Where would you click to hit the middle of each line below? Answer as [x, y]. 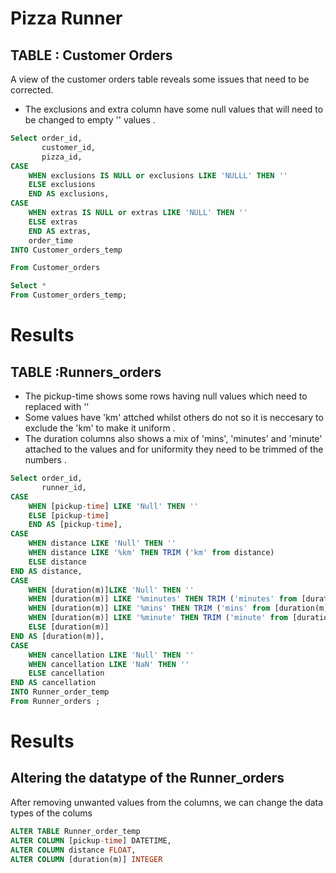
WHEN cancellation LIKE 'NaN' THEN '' [109, 664]
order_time [51, 240]
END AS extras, [60, 231]
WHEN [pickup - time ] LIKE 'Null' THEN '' [113, 506]
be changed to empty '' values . [90, 120]
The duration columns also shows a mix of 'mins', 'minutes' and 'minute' [173, 438]
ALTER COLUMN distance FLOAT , [73, 850]
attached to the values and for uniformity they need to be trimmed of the [174, 449]
